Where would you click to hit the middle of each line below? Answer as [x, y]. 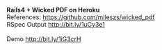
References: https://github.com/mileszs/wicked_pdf [81, 17]
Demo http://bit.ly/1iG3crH [44, 39]
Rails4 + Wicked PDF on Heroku [53, 10]
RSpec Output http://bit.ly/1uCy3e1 [56, 24]
